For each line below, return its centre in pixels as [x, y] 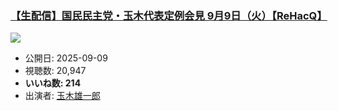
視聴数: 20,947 [55, 71]
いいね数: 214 [53, 83]
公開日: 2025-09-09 [66, 58]
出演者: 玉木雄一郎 [62, 96]
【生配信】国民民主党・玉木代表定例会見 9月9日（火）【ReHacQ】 [169, 15]
